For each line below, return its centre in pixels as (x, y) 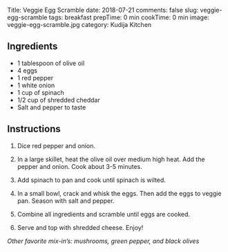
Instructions (34, 129)
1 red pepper (35, 78)
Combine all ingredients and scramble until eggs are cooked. (104, 214)
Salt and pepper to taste (51, 107)
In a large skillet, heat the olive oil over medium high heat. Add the (111, 159)
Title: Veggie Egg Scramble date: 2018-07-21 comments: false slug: (103, 10)
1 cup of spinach (40, 92)
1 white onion (36, 85)
